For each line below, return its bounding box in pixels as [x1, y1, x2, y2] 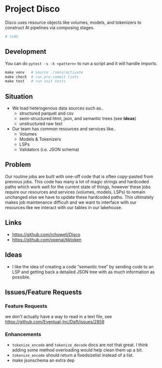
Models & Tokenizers [19, 136, 61, 142]
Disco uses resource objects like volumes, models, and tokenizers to [5, 19, 142, 25]
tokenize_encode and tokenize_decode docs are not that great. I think [12, 342, 148, 348]
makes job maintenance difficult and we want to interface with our [5, 199, 137, 205]
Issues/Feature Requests [5, 288, 82, 296]
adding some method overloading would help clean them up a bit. [12, 347, 143, 353]
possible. [12, 274, 30, 280]
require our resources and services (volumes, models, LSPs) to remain [5, 189, 146, 195]
